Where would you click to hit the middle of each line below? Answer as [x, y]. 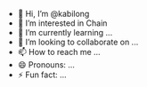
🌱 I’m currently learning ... [65, 32]
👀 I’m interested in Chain [62, 23]
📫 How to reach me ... [59, 52]
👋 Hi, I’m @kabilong [53, 14]
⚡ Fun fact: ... [42, 75]
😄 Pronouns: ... [46, 65]
